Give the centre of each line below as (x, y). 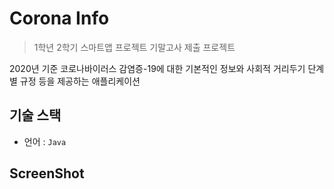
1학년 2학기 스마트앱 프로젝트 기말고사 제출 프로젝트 (134, 47)
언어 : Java (45, 141)
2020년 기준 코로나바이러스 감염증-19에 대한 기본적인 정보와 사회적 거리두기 (157, 68)
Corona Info (59, 18)
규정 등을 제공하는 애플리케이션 (80, 81)
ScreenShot (47, 173)
